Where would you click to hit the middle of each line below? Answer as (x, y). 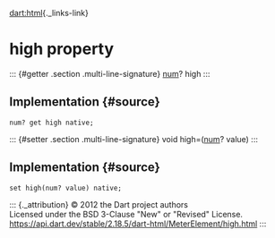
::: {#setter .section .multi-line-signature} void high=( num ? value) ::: (133, 139)
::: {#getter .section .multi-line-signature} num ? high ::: (110, 73)
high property (62, 49)
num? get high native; (52, 123)
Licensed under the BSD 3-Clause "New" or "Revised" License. (126, 214)
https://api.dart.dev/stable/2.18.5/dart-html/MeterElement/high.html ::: (138, 224)
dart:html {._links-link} (49, 13)
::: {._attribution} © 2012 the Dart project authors (99, 204)
